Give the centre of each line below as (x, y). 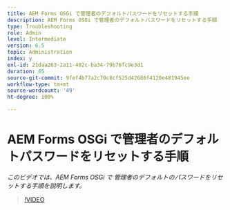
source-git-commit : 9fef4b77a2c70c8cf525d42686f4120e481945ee (98, 78)
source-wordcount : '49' (41, 90)
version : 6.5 (26, 46)
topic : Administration (40, 52)
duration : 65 (26, 71)
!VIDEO (34, 199)
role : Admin (24, 33)
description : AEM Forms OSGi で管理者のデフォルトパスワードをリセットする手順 (112, 20)
